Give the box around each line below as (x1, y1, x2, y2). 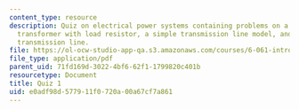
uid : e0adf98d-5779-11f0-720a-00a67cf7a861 (9, 87, 174, 96)
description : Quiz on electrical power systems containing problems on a (9, 21, 289, 30)
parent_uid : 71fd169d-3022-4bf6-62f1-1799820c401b (9, 63, 201, 72)
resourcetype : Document (9, 71, 98, 80)
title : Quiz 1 (9, 79, 62, 88)
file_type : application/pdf (9, 54, 114, 63)
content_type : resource (9, 12, 98, 22)
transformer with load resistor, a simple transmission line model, (17, 29, 277, 38)
